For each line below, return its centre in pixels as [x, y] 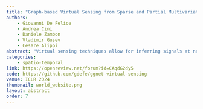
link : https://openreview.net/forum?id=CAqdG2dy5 [70, 68]
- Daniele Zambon [39, 35]
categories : [21, 57]
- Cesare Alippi [38, 46]
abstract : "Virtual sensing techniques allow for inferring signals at [98, 51]
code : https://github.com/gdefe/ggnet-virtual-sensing [77, 74]
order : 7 [17, 96]
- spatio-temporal [40, 62]
